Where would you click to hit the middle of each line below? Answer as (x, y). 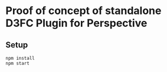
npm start (18, 63)
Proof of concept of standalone (83, 11)
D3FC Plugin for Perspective (76, 23)
